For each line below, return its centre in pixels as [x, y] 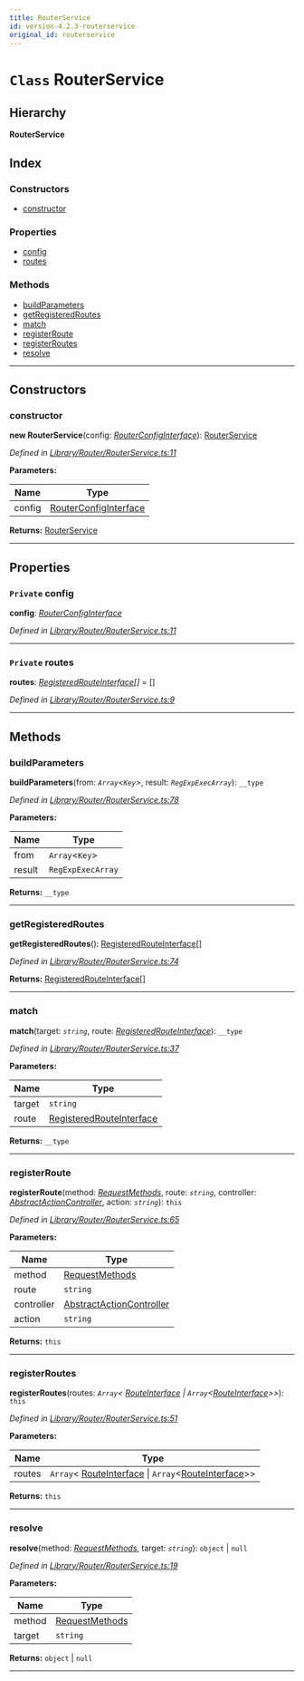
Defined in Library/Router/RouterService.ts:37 [94, 1048]
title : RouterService [50, 18]
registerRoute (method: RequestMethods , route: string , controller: [133, 1192]
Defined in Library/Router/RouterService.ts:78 [94, 800]
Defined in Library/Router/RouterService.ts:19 [94, 1565]
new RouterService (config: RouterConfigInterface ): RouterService [133, 435]
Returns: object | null [51, 1657]
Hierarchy [38, 113]
